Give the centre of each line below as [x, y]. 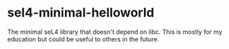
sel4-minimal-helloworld [81, 13]
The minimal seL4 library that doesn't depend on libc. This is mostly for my [115, 32]
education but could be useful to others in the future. [83, 39]
